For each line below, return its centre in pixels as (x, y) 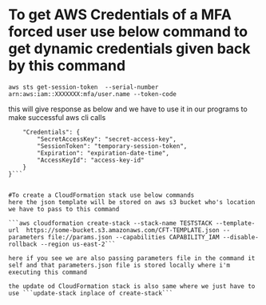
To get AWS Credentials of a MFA (120, 15)
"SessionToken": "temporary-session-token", (112, 146)
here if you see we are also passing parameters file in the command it (132, 258)
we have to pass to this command (64, 209)
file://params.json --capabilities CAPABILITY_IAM (133, 237)
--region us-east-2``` (78, 244)
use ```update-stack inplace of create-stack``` (91, 293)
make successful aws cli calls (57, 117)
